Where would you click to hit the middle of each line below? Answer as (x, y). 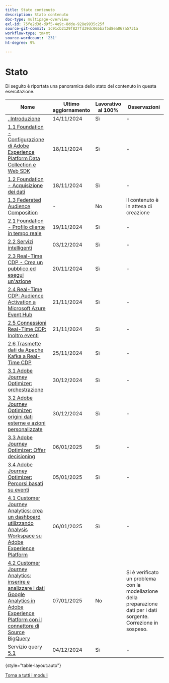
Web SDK (19, 171)
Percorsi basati (26, 483)
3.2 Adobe (20, 398)
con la (133, 585)
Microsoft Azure (27, 308)
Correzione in (142, 623)
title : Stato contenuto (30, 10)
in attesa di (139, 206)
